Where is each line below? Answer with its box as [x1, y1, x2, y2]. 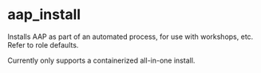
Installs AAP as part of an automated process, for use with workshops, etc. [7, 32, 254, 41]
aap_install [7, 6, 81, 24]
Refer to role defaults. [7, 40, 79, 49]
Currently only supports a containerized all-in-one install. [7, 56, 196, 65]
